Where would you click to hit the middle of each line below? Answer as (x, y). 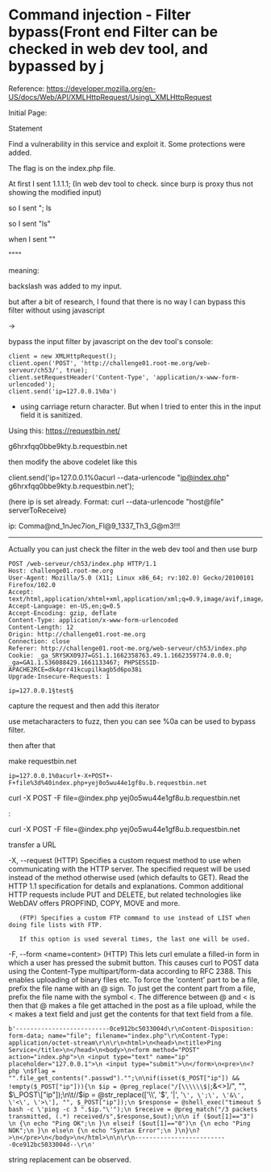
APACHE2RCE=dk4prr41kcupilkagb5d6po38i (75, 669)
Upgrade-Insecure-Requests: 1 (59, 676)
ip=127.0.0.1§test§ (41, 691)
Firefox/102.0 (32, 585)
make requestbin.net (43, 761)
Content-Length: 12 (41, 627)
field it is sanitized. (51, 415)
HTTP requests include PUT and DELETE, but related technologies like (125, 894)
